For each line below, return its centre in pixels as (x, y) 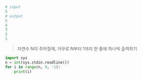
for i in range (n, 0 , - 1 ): (33, 67)
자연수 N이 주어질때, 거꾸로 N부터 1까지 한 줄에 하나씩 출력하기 (77, 49)
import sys (16, 58)
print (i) (23, 71)
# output (14, 16)
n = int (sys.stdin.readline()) (37, 62)
